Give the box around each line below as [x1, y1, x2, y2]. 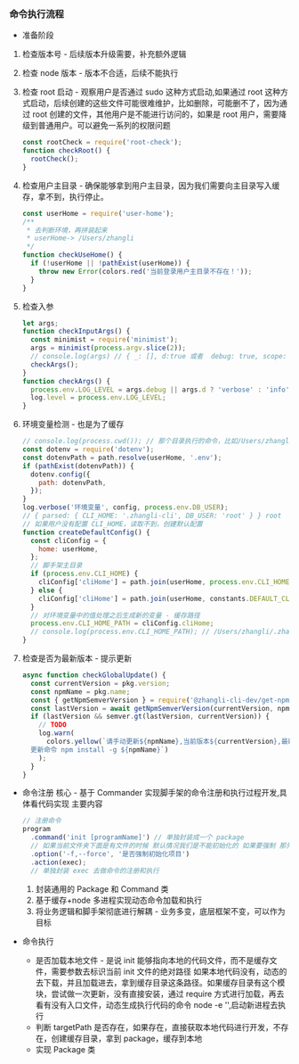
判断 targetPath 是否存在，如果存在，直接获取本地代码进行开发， [35, 1021, 274, 1032]
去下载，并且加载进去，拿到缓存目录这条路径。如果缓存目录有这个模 [35, 977, 286, 987]
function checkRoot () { [21, 146, 111, 155]
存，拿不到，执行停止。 [21, 191, 109, 202]
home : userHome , [38, 544, 99, 554]
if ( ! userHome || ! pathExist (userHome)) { [30, 259, 190, 268]
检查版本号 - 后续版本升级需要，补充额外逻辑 [21, 49, 187, 60]
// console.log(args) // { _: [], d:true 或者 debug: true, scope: [30, 352, 287, 361]
